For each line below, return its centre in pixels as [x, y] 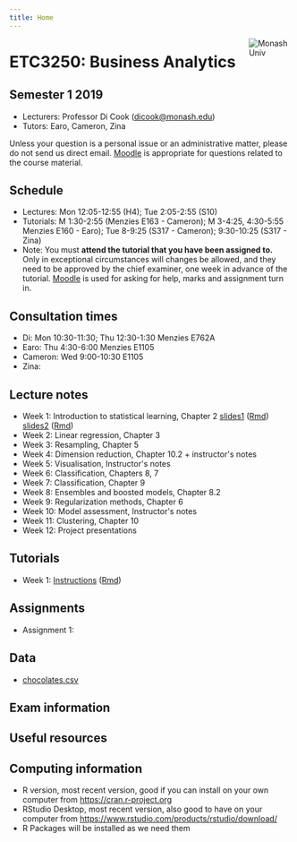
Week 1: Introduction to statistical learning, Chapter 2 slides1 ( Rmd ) [146, 417]
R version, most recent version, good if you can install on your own [145, 790]
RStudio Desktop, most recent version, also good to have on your [142, 809]
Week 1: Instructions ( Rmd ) [72, 580]
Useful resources [58, 739]
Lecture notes [49, 395]
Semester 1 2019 [56, 95]
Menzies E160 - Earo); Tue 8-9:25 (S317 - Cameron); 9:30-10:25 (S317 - [155, 231]
